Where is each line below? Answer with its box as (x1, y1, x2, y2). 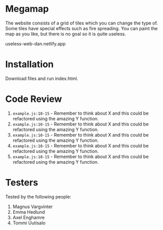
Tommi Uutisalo (12, 220, 46, 226)
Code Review (5, 93, 62, 105)
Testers (5, 177, 38, 188)
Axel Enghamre (12, 214, 45, 220)
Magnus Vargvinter (12, 203, 53, 210)
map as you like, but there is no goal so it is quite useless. (5, 31, 126, 37)
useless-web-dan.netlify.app (5, 40, 66, 46)
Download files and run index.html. (5, 75, 78, 82)
